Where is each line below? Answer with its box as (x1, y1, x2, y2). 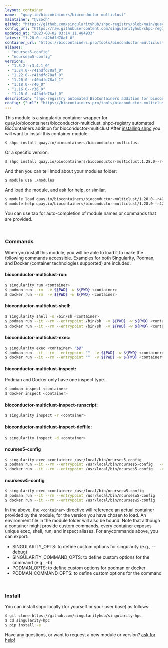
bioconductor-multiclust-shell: (5, 303, 71, 309)
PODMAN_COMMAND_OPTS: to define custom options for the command (12, 570, 162, 576)
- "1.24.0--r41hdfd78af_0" (7, 68, 64, 73)
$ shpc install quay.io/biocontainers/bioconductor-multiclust (5, 140, 140, 146)
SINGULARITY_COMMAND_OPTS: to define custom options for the (12, 554, 150, 560)
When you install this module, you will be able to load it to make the (5, 249, 144, 255)
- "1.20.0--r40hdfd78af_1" (7, 77, 64, 82)
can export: (5, 533, 29, 540)
